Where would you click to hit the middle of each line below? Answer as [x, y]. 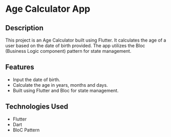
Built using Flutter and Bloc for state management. [66, 90]
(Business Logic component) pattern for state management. [68, 51]
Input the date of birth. [36, 80]
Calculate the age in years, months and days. [60, 85]
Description [24, 28]
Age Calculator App [48, 9]
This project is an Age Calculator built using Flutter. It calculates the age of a [86, 40]
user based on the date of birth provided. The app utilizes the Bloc [75, 46]
